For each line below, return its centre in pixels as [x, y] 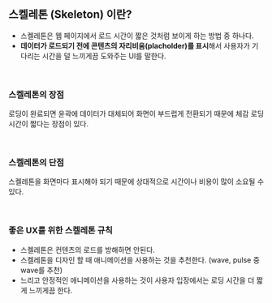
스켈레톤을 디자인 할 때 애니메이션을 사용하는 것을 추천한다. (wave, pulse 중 [140, 260]
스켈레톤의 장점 [37, 94]
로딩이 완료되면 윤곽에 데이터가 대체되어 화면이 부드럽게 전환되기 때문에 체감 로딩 [136, 114]
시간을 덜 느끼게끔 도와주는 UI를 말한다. [104, 56]
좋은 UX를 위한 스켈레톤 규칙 [61, 231]
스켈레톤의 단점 [37, 163]
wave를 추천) [41, 270]
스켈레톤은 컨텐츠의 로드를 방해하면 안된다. [88, 250]
